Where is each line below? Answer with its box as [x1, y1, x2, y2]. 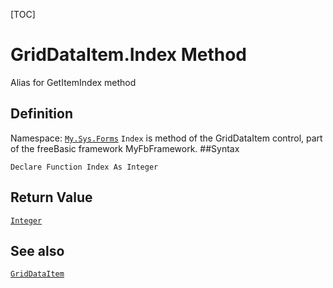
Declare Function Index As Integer [10, 162, 159, 172]
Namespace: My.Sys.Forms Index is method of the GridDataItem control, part [10, 132, 323, 144]
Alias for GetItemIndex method [10, 76, 137, 88]
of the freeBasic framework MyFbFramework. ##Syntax [10, 142, 240, 154]
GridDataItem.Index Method [10, 44, 248, 66]
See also [10, 242, 65, 259]
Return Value [10, 189, 93, 206]
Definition [10, 105, 73, 123]
